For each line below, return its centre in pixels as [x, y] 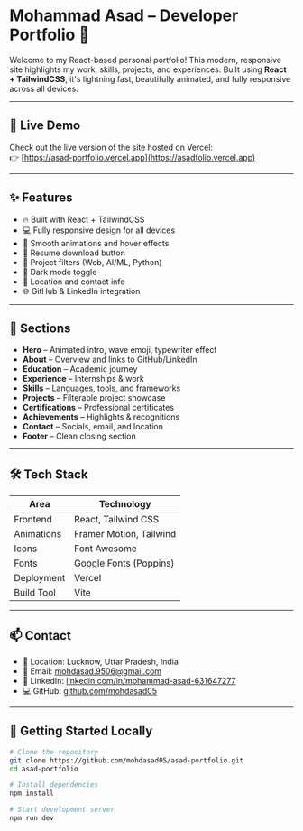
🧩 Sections [40, 328]
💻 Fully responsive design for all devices [99, 230]
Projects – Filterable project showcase [94, 398]
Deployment [40, 578]
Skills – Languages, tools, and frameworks [101, 388]
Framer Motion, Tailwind [125, 534]
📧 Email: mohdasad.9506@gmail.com [92, 671]
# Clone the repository [54, 752]
